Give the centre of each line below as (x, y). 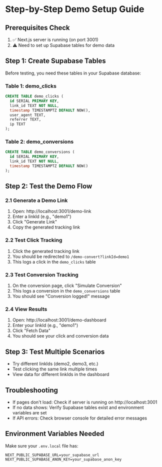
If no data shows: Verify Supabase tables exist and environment (78, 407)
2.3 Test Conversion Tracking (42, 274)
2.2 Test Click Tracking (34, 240)
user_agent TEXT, (28, 115)
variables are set (29, 412)
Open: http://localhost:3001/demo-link (52, 211)
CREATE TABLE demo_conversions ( (40, 152)
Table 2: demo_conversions (39, 142)
